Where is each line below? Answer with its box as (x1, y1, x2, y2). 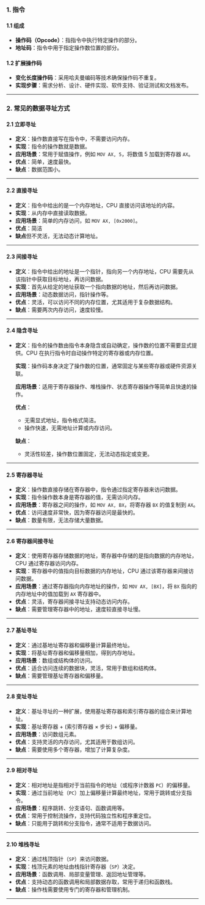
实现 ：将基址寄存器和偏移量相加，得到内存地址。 (15, 649, 138, 656)
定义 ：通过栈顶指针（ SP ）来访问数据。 (15, 855, 112, 863)
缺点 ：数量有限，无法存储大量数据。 (15, 516, 107, 524)
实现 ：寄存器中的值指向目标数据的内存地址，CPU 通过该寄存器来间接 (15, 567, 189, 575)
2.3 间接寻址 (6, 253, 38, 261)
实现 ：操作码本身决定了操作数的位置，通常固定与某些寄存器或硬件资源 (15, 362, 192, 370)
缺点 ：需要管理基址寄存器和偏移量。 (15, 672, 107, 679)
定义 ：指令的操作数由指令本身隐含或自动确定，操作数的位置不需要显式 (15, 341, 192, 349)
